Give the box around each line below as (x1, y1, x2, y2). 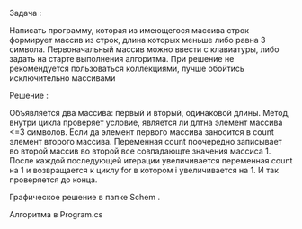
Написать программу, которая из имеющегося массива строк (9, 25, 250, 35)
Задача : (9, 8, 42, 18)
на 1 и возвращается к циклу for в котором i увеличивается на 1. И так (9, 165, 280, 175)
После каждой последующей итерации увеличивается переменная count (9, 155, 293, 165)
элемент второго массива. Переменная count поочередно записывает (9, 137, 283, 146)
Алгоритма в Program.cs (9, 209, 103, 219)
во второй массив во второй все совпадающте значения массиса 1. (9, 145, 271, 156)
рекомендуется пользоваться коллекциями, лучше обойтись (9, 63, 245, 74)
